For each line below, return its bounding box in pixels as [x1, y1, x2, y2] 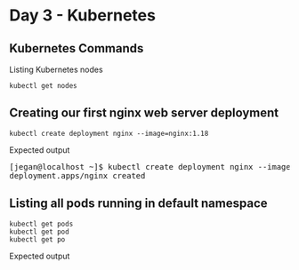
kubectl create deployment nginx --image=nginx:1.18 [9, 129, 209, 138]
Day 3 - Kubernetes [9, 5, 156, 26]
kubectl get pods [9, 219, 74, 228]
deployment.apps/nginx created [9, 171, 146, 180]
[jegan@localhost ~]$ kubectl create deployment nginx [9, 162, 254, 171]
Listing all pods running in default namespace [9, 196, 268, 211]
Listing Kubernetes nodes [9, 64, 104, 75]
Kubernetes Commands [9, 41, 144, 56]
